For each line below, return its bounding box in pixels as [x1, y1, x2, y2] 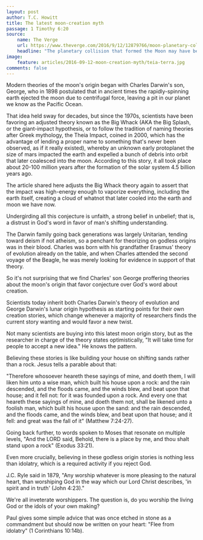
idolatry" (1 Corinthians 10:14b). [6, 527, 84, 535]
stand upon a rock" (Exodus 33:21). [6, 442, 94, 449]
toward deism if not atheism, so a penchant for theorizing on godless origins [6, 237, 196, 244]
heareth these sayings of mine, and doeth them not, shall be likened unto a [6, 398, 192, 405]
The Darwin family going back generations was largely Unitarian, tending [6, 230, 188, 238]
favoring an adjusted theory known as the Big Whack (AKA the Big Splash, [6, 119, 192, 126]
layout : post [6, 8, 39, 15]
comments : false [6, 65, 47, 71]
